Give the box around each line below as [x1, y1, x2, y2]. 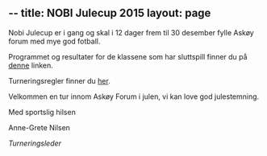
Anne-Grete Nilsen [8, 122, 71, 132]
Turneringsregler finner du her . [8, 76, 111, 85]
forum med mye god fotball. [8, 36, 101, 46]
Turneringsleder [8, 138, 62, 148]
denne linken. [8, 60, 54, 70]
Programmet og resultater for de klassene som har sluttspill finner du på [8, 51, 248, 61]
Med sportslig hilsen [8, 107, 77, 117]
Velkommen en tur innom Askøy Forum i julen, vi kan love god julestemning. [8, 92, 260, 101]
